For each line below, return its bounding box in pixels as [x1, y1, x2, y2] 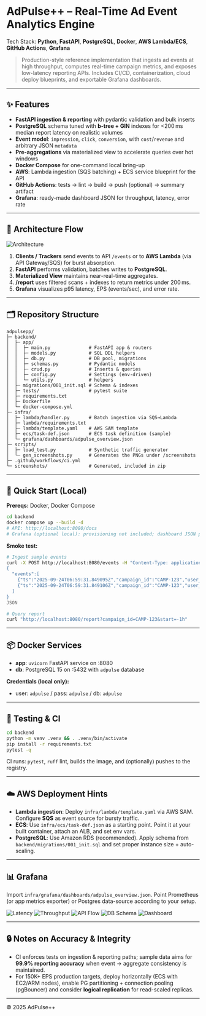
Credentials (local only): [6, 678, 69, 685]
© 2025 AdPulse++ [6, 1003, 56, 1010]
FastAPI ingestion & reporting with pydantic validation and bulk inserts [15, 116, 195, 123]
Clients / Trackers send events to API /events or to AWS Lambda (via [15, 252, 192, 259]
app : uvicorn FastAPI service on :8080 [15, 660, 113, 667]
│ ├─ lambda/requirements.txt [6, 420, 86, 427]
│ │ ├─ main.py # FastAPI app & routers [6, 345, 152, 351]
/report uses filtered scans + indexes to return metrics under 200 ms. [15, 278, 191, 286]
